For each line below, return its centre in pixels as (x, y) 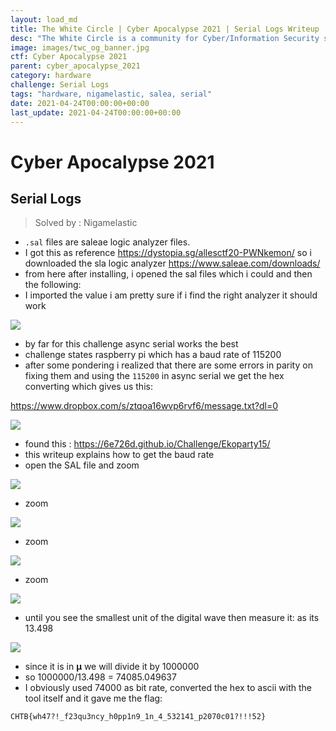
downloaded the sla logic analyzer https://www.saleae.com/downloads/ (172, 263)
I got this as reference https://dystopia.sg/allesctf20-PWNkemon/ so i (168, 253)
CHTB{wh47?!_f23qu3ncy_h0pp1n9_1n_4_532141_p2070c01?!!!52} (138, 717)
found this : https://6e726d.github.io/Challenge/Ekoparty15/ (147, 444)
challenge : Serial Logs (60, 85)
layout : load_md (44, 19)
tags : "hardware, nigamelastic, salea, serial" (111, 94)
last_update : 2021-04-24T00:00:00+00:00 (96, 112)
